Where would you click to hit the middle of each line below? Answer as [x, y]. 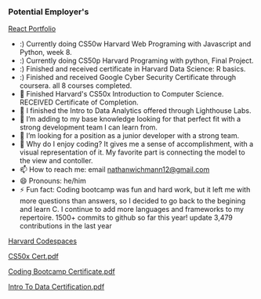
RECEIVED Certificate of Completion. [79, 102]
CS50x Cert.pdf [33, 257]
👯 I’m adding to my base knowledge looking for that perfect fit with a [130, 119]
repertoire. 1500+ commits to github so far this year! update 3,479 [126, 217]
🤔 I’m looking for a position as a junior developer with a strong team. [129, 136]
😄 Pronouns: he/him [53, 181]
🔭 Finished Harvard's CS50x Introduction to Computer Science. [121, 94]
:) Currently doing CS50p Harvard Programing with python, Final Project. [136, 60]
